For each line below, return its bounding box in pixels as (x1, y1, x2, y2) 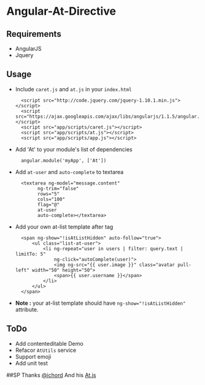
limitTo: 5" (15, 251, 46, 257)
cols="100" (37, 196, 66, 202)
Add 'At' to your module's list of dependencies (15, 145, 133, 153)
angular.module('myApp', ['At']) (21, 158, 107, 164)
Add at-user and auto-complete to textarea (15, 168, 124, 175)
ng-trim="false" (37, 185, 79, 191)
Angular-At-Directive (6, 4, 117, 18)
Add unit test (15, 359, 48, 367)
